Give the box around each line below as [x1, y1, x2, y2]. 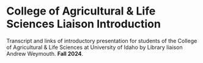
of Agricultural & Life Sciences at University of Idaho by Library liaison [6, 44, 183, 51]
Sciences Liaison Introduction [6, 17, 161, 31]
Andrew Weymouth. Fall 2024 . [6, 50, 84, 57]
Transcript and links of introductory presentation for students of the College [6, 37, 197, 44]
